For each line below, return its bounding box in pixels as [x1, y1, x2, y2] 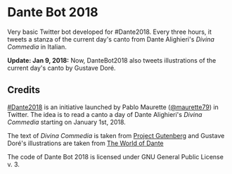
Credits [7, 84, 41, 96]
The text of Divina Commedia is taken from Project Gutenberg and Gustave [7, 131, 225, 139]
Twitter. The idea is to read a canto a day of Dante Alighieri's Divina [7, 110, 202, 118]
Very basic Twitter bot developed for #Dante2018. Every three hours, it [7, 27, 212, 36]
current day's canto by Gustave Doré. [7, 63, 116, 72]
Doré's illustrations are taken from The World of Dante [7, 139, 164, 147]
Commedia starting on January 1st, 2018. [7, 118, 127, 126]
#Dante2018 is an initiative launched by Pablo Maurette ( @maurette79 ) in [7, 103, 219, 111]
